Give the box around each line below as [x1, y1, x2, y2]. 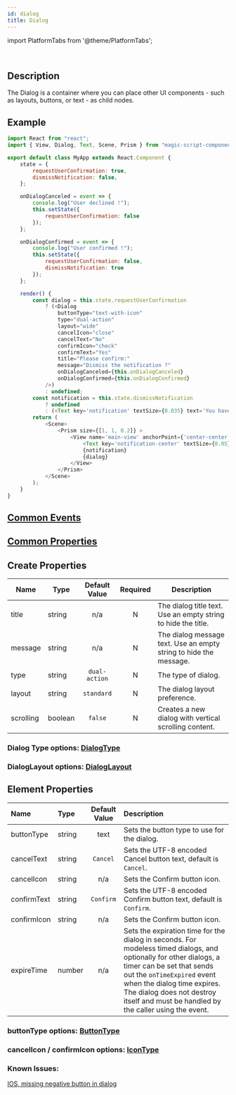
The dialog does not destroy [124, 987, 216, 997]
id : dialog [7, 10, 39, 18]
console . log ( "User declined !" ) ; [32, 199, 131, 207]
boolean [48, 713, 75, 723]
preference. [157, 693, 197, 703]
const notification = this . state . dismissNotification [32, 394, 193, 401]
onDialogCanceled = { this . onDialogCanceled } [57, 369, 184, 376]
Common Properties [7, 536, 98, 547]
